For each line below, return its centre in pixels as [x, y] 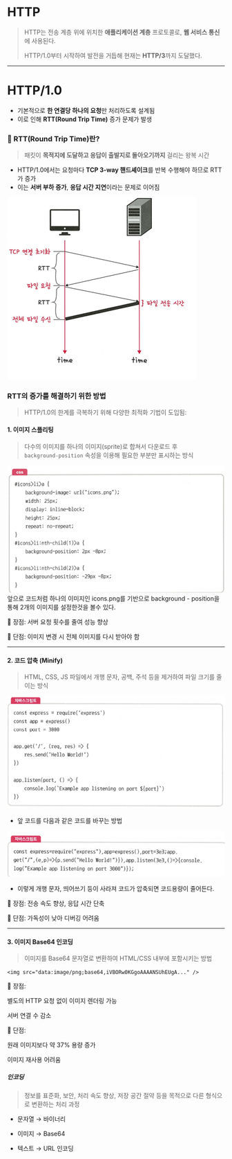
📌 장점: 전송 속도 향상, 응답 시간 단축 [56, 903]
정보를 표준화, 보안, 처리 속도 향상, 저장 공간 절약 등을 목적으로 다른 [114, 1096]
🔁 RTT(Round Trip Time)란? [54, 139]
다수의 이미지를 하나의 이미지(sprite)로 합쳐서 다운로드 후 [101, 446]
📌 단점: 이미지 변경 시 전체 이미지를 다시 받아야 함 [74, 636]
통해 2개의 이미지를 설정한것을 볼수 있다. [61, 607]
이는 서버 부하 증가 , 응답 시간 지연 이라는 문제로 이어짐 [88, 187]
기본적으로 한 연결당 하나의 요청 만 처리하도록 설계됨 [86, 110]
